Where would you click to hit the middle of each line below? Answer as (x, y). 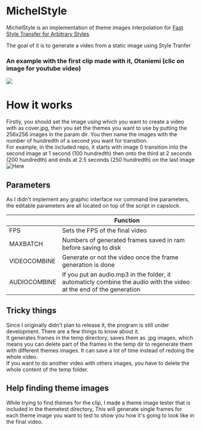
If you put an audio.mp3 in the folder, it (116, 274)
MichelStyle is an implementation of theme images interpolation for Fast (95, 27)
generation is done (88, 265)
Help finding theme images (58, 388)
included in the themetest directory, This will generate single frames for (94, 409)
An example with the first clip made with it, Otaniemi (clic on (95, 61)
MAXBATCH (26, 244)
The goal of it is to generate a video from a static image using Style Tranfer (99, 45)
